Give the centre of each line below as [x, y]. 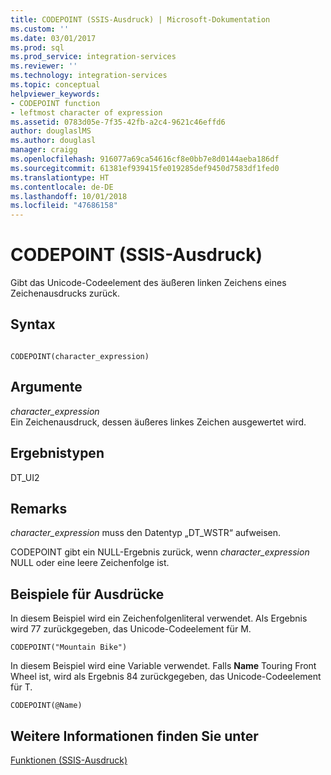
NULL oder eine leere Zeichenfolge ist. [90, 563]
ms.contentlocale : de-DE [62, 187]
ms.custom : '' [40, 29]
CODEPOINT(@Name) [46, 706]
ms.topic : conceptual [55, 85]
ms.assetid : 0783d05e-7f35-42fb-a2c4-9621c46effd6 [118, 122]
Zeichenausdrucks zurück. [65, 293]
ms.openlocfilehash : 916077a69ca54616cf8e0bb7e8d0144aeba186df [145, 159]
